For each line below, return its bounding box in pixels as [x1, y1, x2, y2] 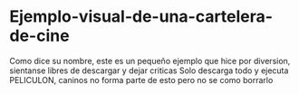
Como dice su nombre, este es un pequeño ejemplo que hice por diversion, [9, 55, 291, 66]
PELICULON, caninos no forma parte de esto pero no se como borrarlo [9, 74, 274, 85]
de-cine [9, 25, 70, 46]
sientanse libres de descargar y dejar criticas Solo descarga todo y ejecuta [9, 65, 289, 76]
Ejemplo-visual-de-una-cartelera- [9, 6, 274, 27]
